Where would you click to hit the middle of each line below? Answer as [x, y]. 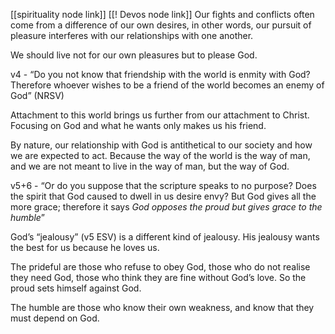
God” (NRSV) [37, 95]
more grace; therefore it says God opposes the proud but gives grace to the [166, 207]
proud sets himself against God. [76, 288]
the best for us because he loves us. [85, 247]
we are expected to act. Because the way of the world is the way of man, [160, 155]
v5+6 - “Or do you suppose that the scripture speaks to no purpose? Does [163, 185]
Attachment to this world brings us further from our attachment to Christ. [160, 115]
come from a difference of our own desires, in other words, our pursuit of [161, 25]
